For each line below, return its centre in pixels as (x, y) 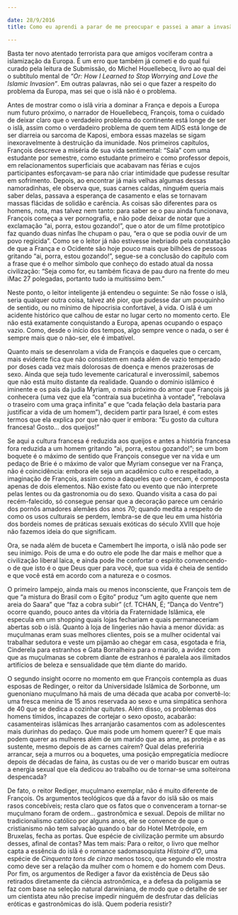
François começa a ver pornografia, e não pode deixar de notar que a (109, 218)
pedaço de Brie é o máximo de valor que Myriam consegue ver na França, (115, 464)
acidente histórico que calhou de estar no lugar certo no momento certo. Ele (119, 315)
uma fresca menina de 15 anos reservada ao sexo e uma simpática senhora (117, 701)
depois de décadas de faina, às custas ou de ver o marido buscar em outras (119, 761)
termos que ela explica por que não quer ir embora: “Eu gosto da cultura (113, 419)
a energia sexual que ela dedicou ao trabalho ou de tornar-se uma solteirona (119, 769)
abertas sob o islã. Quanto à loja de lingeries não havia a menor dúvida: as (116, 627)
